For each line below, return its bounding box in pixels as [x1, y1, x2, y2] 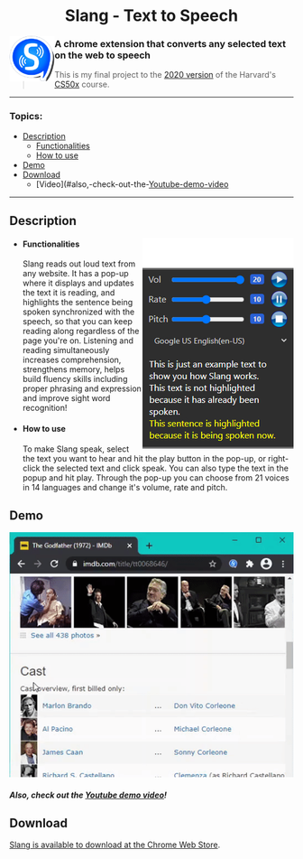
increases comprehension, [22, 354, 122, 366]
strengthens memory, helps [22, 364, 125, 375]
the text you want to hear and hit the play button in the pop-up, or [22, 453, 266, 463]
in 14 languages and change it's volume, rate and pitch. [22, 481, 228, 492]
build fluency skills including [22, 374, 128, 385]
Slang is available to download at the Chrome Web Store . [9, 839, 221, 850]
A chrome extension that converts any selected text [54, 38, 287, 51]
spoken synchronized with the [22, 306, 135, 317]
